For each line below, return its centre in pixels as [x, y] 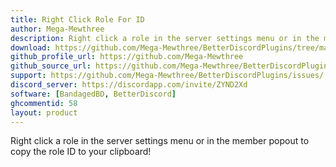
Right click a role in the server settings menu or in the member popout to [160, 141]
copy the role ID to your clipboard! [81, 152]
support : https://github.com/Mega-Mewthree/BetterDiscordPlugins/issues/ [167, 76]
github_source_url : [51, 66]
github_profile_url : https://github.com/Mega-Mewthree [127, 57]
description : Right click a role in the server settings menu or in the [165, 38]
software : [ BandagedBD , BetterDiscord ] [93, 94]
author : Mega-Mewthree [57, 29]
